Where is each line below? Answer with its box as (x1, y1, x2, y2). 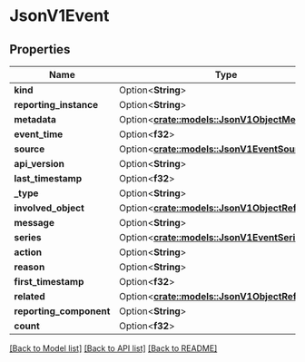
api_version (14, 158, 65, 170)
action (14, 246, 43, 259)
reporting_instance (14, 99, 98, 111)
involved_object (14, 201, 84, 214)
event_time (14, 128, 64, 141)
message (14, 217, 54, 229)
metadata (14, 113, 56, 125)
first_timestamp (14, 276, 84, 288)
